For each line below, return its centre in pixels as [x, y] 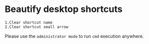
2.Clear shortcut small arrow [37, 27]
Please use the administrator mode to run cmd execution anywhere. [74, 36]
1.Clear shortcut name [29, 22]
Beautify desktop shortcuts [64, 9]
